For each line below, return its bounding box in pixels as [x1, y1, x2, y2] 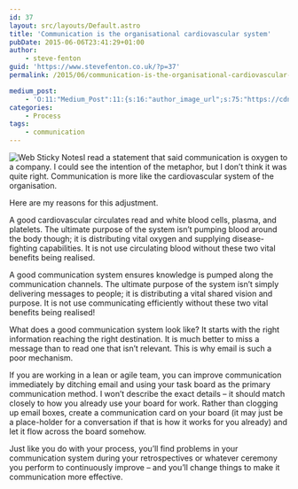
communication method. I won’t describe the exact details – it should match [9, 389, 286, 399]
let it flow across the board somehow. [9, 426, 146, 437]
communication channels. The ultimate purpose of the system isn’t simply [9, 279, 279, 289]
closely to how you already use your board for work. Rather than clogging [9, 398, 278, 408]
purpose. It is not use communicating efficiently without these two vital [9, 298, 269, 308]
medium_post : [9, 86, 58, 96]
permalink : [9, 71, 50, 80]
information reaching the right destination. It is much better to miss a [9, 334, 260, 344]
